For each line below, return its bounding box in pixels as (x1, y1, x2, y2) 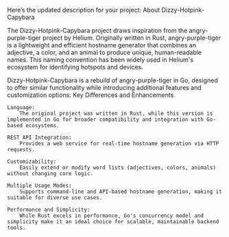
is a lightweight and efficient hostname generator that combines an (7, 41, 197, 49)
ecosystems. (25, 122, 60, 129)
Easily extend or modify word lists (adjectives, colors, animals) (19, 164, 216, 171)
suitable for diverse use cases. (7, 194, 103, 201)
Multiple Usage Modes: (7, 182, 72, 189)
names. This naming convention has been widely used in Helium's (7, 56, 194, 64)
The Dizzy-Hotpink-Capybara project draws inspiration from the (7, 27, 188, 34)
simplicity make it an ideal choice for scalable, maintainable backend (7, 218, 219, 225)
